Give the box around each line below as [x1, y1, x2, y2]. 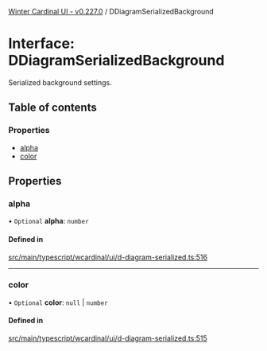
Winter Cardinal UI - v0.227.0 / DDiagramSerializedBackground [8, 7, 215, 16]
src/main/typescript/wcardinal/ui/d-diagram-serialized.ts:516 [8, 252, 208, 262]
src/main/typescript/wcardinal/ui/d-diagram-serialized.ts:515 [8, 333, 208, 343]
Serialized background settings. [8, 77, 113, 87]
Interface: [8, 35, 75, 53]
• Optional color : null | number [8, 298, 109, 307]
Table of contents [8, 101, 97, 115]
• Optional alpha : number [8, 216, 89, 226]
